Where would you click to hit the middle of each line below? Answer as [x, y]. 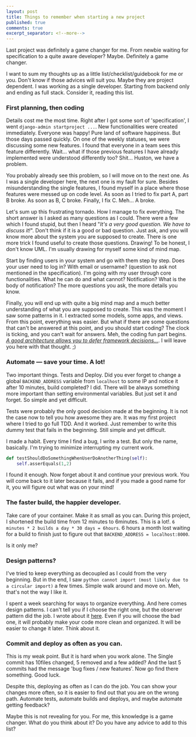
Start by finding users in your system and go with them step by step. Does [95, 261]
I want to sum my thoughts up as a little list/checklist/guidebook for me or [94, 74]
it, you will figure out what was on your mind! [60, 487]
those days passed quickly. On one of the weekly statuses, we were [88, 139]
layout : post [22, 11]
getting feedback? [28, 705]
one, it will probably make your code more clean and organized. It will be [94, 622]
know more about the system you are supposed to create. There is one [92, 237]
